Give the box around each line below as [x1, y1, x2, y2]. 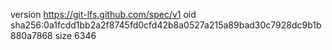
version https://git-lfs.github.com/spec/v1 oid [10, 9, 197, 20]
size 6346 [54, 30, 97, 41]
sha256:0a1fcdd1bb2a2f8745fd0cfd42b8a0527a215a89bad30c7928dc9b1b [10, 19, 322, 31]
